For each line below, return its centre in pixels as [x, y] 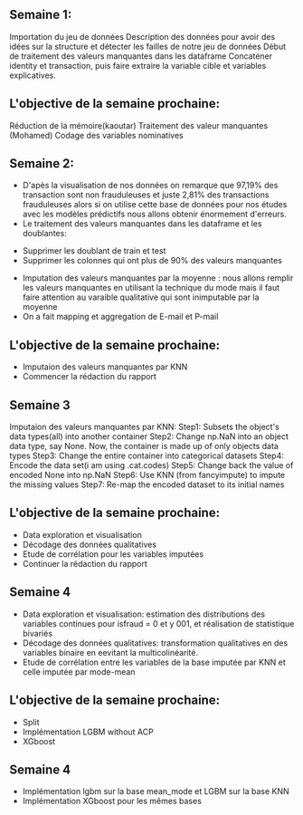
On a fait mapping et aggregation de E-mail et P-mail [120, 317]
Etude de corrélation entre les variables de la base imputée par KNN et [154, 662]
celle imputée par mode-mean [79, 671]
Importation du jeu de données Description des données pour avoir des [142, 36]
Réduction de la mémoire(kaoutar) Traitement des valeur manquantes [139, 125]
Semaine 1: [41, 15]
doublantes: [45, 234]
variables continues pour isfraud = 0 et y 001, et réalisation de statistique [158, 623]
